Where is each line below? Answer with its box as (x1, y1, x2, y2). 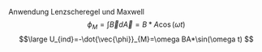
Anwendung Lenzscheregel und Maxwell (8, 7, 144, 16)
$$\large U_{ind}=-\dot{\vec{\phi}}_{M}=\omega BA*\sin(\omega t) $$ (19, 34, 254, 44)
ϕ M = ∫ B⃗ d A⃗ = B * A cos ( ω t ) (87, 19, 186, 31)
